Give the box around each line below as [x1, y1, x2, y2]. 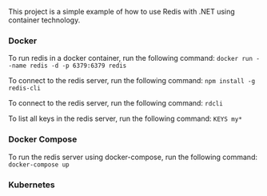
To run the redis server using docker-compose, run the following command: [8, 152, 258, 162]
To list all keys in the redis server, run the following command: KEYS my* [8, 114, 242, 123]
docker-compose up [8, 160, 70, 169]
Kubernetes [8, 179, 55, 190]
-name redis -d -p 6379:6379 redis [8, 62, 127, 70]
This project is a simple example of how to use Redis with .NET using [8, 7, 236, 16]
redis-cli [8, 84, 42, 93]
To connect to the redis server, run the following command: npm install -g [8, 76, 256, 86]
